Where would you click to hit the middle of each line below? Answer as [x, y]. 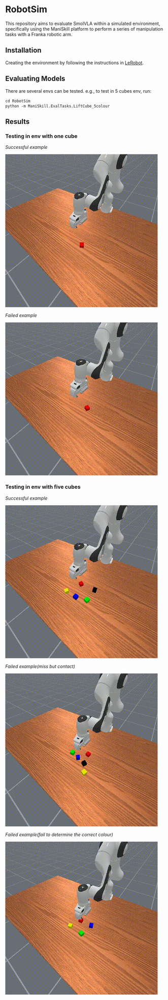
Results [18, 122]
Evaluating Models [35, 79]
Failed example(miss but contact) [40, 666]
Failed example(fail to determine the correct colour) [59, 834]
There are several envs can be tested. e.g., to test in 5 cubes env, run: [78, 91]
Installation [23, 50]
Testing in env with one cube [41, 136]
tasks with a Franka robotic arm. [39, 34]
